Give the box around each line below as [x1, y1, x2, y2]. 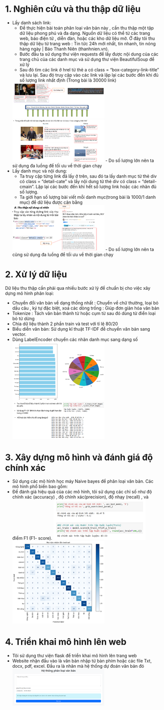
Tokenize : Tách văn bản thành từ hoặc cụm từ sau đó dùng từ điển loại [12, 310, 156, 316]
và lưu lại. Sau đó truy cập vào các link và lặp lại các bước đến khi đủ [19, 72, 159, 78]
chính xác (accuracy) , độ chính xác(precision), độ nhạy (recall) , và [12, 494, 149, 500]
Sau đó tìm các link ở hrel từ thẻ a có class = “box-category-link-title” [19, 66, 159, 72]
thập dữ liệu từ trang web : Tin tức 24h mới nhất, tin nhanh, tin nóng [19, 40, 156, 46]
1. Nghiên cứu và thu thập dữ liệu [5, 3, 141, 15]
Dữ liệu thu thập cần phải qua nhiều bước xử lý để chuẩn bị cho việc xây [5, 285, 151, 291]
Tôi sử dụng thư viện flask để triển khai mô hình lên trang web [12, 652, 137, 658]
